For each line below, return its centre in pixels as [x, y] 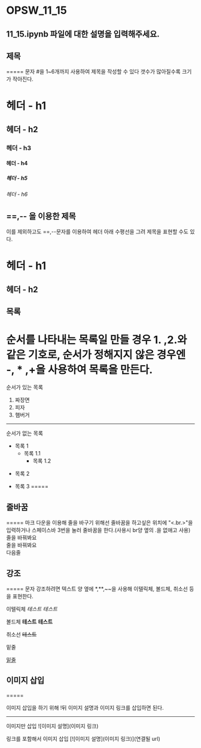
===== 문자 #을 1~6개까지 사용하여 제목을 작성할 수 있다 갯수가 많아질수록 [93, 72]
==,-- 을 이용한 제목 [41, 216]
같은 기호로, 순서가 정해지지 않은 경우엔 [96, 355]
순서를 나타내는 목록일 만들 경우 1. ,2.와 [97, 340]
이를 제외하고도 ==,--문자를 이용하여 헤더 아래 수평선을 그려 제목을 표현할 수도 [97, 232]
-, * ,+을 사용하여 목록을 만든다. [80, 370]
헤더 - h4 [17, 163]
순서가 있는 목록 [25, 387]
